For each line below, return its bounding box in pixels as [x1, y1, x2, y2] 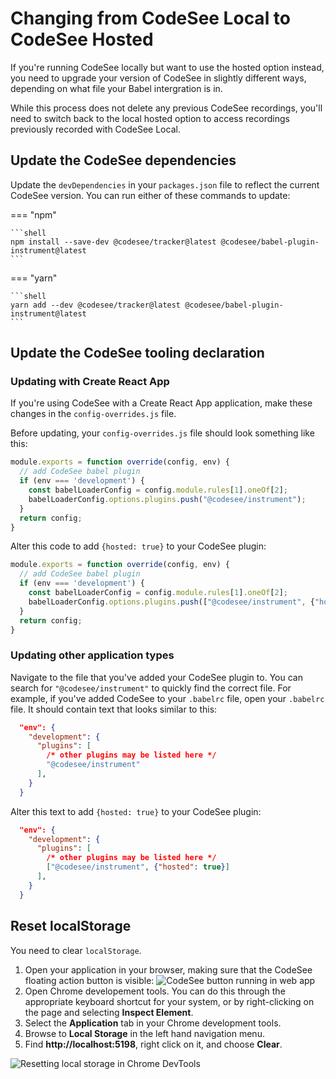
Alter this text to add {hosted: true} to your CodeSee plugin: [10, 805, 262, 817]
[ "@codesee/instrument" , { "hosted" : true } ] [46, 862, 230, 872]
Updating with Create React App [10, 375, 170, 389]
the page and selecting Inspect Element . [24, 1006, 194, 1018]
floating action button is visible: [24, 974, 155, 986]
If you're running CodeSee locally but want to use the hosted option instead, [10, 61, 325, 73]
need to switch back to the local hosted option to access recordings [10, 112, 290, 124]
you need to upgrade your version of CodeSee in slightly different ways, [10, 72, 307, 84]
